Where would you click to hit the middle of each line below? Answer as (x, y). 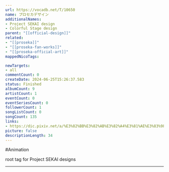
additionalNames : (23, 19)
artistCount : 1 (21, 93)
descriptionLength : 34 (29, 135)
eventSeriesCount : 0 (27, 103)
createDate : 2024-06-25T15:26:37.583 (45, 80)
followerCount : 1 (23, 108)
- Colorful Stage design (31, 29)
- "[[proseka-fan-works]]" (33, 47)
